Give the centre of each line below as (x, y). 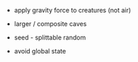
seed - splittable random (50, 37)
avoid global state (40, 51)
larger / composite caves (50, 24)
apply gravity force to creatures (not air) (73, 10)
